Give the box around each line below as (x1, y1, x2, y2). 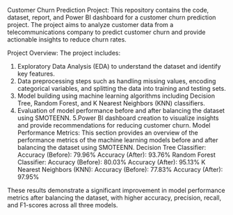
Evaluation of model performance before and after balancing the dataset (17, 107, 225, 114)
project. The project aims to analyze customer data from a (7, 21, 174, 28)
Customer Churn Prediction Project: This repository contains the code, (7, 6, 209, 14)
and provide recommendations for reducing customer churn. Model (17, 121, 211, 129)
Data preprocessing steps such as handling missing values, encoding (17, 77, 216, 85)
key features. (17, 69, 56, 78)
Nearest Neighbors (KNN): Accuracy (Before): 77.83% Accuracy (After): (17, 166, 223, 173)
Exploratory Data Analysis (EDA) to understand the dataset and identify (17, 62, 221, 70)
